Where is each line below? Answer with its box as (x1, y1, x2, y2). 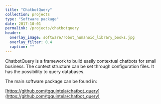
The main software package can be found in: (5, 78, 97, 84)
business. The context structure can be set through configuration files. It (5, 63, 155, 69)
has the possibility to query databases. (5, 68, 85, 75)
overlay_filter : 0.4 (9, 40, 52, 45)
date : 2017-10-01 (5, 21, 41, 26)
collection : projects (5, 12, 50, 17)
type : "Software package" (5, 16, 59, 21)
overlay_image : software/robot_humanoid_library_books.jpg (9, 35, 135, 40)
